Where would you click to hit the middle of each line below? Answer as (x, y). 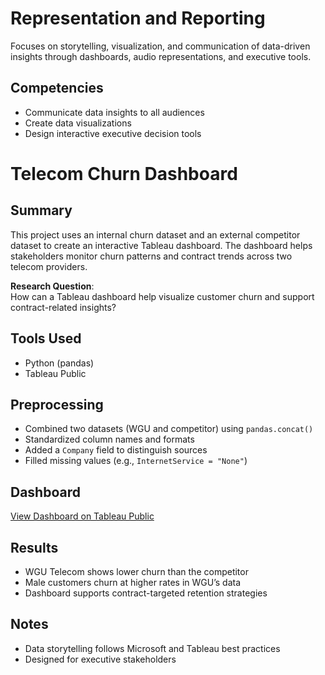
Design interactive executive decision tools (113, 133)
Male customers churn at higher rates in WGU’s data (133, 582)
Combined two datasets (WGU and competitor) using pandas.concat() (169, 429)
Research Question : (52, 286)
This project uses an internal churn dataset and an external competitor (155, 234)
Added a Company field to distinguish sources (116, 450)
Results (34, 547)
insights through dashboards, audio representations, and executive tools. (161, 56)
